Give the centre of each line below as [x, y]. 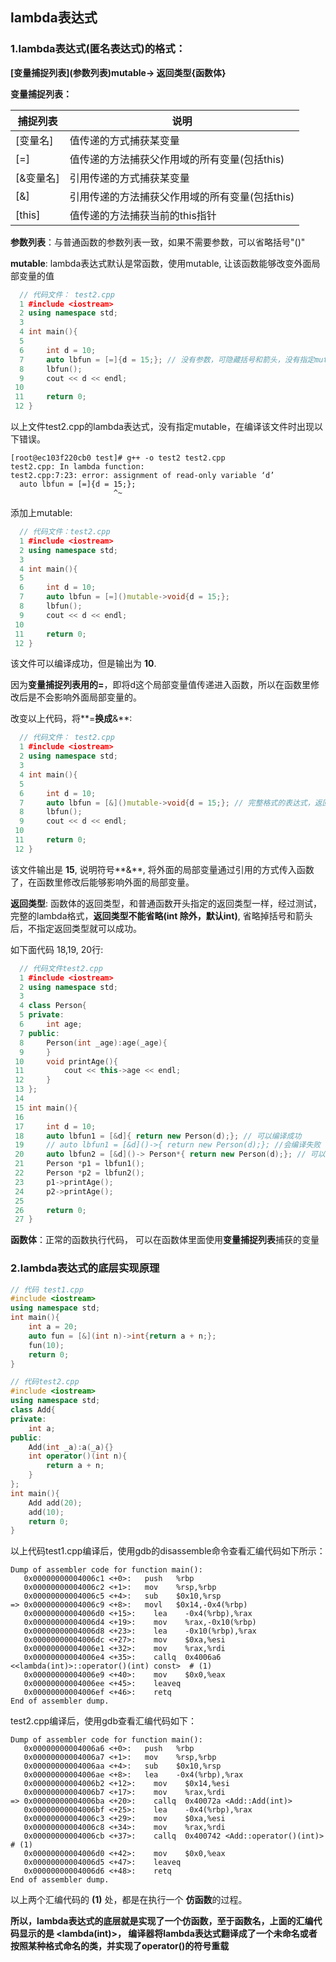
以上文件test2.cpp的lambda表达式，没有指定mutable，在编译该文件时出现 [162, 427]
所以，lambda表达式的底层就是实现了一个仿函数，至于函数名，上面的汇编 [162, 1921]
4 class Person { [53, 1006]
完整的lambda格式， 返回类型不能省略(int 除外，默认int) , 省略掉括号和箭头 [161, 915]
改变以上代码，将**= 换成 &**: [71, 719]
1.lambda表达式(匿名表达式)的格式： [98, 49]
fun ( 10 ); [46, 1345]
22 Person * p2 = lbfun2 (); [79, 1173]
